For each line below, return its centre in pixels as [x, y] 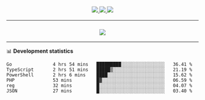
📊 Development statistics [40, 51]
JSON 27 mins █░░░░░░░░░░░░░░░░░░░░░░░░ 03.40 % [99, 91]
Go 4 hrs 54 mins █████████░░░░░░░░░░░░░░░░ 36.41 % [99, 64]
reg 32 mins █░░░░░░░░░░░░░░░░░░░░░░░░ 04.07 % [99, 85]
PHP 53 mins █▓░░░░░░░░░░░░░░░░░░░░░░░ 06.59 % [99, 80]
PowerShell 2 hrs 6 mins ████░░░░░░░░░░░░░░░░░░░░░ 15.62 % [99, 75]
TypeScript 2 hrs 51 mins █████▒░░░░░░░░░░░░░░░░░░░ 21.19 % [99, 70]
